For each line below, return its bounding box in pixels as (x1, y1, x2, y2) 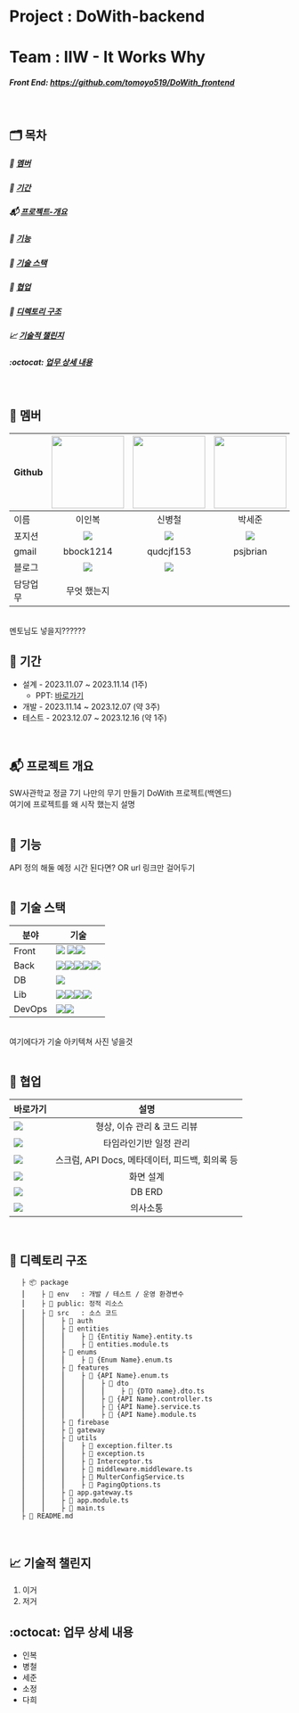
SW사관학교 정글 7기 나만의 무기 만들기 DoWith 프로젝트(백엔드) (9, 787, 232, 799)
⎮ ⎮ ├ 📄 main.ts (20, 1504, 105, 1513)
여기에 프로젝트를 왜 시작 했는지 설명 (9, 799, 135, 810)
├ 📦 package (20, 1278, 69, 1288)
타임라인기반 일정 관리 (103, 1137, 190, 1149)
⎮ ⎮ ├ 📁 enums (20, 1348, 98, 1357)
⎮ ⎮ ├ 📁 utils (20, 1434, 98, 1443)
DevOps (13, 1002, 48, 1015)
